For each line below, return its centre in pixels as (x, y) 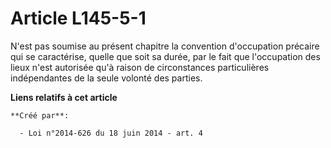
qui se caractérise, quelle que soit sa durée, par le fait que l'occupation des (165, 56)
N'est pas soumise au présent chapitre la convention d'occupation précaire (165, 46)
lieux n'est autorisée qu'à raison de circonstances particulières (140, 67)
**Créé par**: (40, 115)
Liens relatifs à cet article (64, 97)
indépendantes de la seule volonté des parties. (106, 78)
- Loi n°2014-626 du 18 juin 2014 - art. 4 (111, 133)
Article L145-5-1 (78, 18)
